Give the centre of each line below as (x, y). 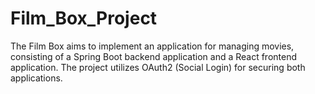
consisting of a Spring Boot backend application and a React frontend (154, 56)
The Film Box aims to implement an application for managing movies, (152, 46)
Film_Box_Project (84, 18)
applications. (36, 78)
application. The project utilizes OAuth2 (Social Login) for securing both (158, 67)
